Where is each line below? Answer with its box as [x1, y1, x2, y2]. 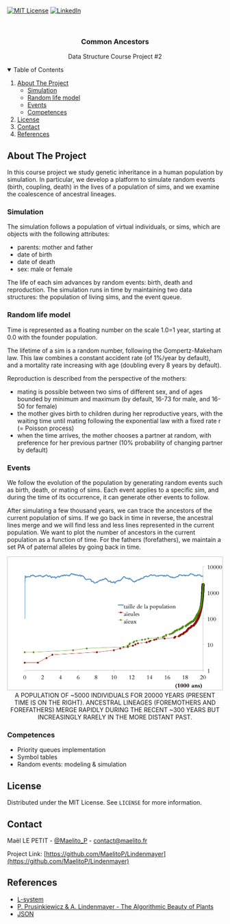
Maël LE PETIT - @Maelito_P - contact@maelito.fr [7, 836, 148, 844]
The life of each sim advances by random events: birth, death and [7, 279, 193, 287]
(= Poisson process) [16, 424, 75, 432]
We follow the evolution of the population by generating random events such [7, 479, 223, 486]
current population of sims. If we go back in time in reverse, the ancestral [7, 514, 214, 521]
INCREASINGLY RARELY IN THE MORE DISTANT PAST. [37, 713, 193, 721]
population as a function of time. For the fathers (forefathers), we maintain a [7, 536, 221, 543]
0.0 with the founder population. [7, 333, 98, 341]
